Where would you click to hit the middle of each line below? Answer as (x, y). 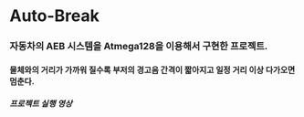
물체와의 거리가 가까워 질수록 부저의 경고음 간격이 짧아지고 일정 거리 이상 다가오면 (152, 69)
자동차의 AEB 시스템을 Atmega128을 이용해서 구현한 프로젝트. (139, 47)
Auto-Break (55, 16)
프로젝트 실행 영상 (41, 104)
